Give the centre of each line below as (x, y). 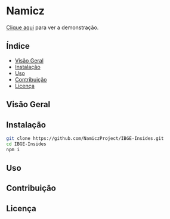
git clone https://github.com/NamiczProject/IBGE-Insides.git (85, 138)
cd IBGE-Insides (26, 144)
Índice (18, 46)
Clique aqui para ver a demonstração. (52, 27)
